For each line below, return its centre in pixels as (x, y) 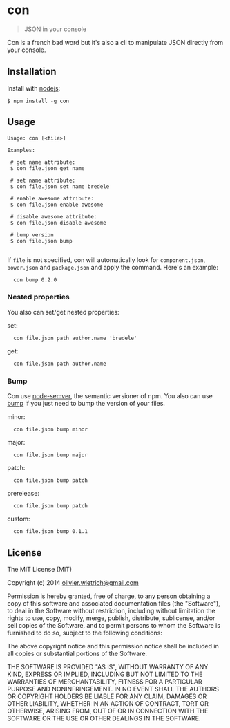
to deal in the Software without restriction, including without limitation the (111, 610)
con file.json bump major (51, 455)
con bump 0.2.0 (35, 280)
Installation (32, 72)
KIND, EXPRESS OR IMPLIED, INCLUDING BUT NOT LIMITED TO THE (105, 674)
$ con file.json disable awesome (58, 223)
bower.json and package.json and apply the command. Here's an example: (113, 267)
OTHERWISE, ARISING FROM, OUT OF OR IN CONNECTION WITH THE (108, 711)
